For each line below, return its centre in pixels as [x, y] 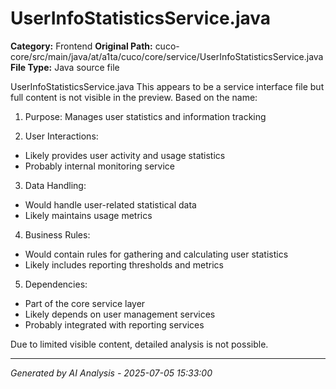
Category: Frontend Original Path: [81, 46]
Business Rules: [57, 234]
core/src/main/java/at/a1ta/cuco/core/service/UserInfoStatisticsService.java [167, 56]
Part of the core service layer [85, 303]
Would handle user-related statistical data [110, 204]
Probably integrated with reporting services [114, 324]
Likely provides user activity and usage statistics [125, 155]
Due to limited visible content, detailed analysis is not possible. [139, 344]
